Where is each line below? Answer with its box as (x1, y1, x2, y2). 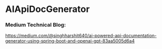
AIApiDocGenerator (5, 3, 90, 15)
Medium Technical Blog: (5, 21, 66, 28)
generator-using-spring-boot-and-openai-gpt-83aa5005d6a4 (5, 38, 135, 44)
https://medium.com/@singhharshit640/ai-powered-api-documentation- (5, 32, 157, 38)
